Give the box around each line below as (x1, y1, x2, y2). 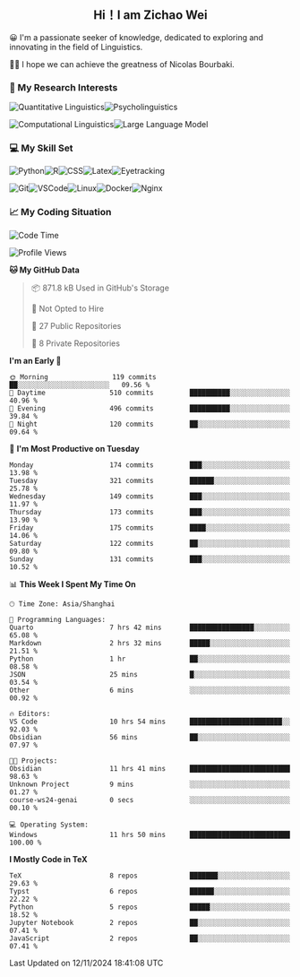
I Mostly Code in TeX (9, 853, 88, 864)
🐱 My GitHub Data (9, 264, 81, 275)
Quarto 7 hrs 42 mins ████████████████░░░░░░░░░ (9, 623, 291, 632)
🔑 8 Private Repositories (30, 338, 121, 349)
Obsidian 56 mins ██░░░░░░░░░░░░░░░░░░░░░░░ (9, 732, 291, 741)
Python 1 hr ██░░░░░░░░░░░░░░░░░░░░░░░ (9, 654, 291, 663)
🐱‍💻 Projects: (9, 756, 58, 765)
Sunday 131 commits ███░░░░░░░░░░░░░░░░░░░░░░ (9, 554, 291, 564)
